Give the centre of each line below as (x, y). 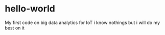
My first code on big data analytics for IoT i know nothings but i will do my (82, 22)
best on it (15, 27)
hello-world (30, 9)
